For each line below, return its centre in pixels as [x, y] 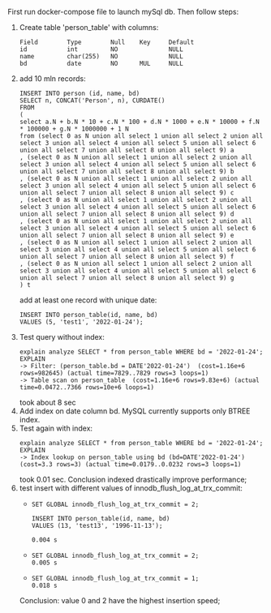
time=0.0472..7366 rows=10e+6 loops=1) [87, 388]
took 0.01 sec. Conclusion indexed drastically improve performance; [133, 479]
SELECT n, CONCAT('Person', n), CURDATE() [92, 101]
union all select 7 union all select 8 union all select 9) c [127, 193]
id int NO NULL [101, 49]
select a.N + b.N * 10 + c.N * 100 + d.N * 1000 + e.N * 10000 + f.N [140, 122]
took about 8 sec [47, 402]
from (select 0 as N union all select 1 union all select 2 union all [141, 136]
